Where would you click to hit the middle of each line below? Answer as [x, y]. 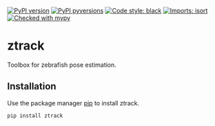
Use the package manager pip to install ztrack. [73, 103]
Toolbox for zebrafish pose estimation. [62, 65]
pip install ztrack [35, 116]
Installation [32, 86]
